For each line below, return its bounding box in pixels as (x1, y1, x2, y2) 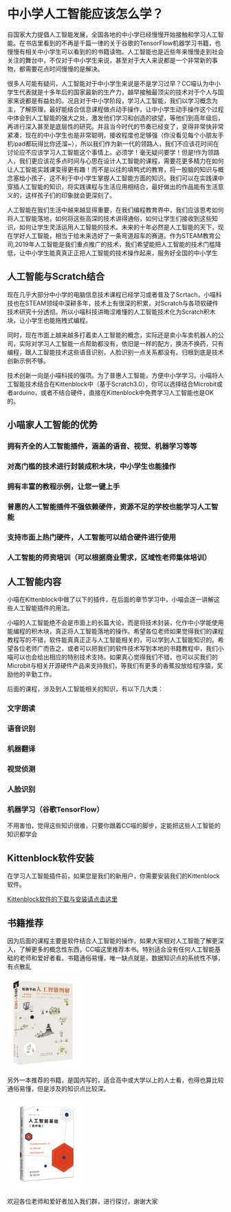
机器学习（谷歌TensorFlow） (7, 805, 104, 814)
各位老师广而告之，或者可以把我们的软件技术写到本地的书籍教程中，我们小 (12, 645, 224, 653)
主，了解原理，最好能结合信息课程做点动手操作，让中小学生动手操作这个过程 (7, 105, 224, 113)
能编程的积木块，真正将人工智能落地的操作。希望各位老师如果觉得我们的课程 (7, 627, 224, 636)
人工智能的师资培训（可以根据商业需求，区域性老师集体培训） (7, 552, 212, 562)
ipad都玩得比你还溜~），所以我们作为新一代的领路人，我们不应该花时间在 (12, 139, 219, 148)
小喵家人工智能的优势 (7, 419, 98, 431)
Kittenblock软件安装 (7, 852, 94, 864)
